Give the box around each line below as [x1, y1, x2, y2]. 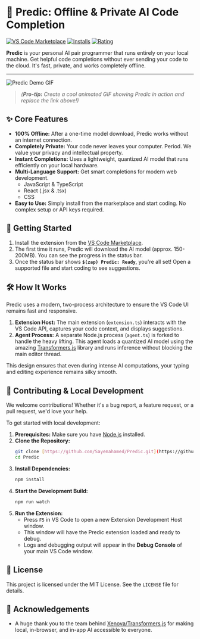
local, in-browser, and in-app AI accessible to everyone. [14, 626, 152, 634]
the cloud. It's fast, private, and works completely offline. [6, 62, 146, 69]
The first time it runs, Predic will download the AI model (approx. [14, 245, 173, 253]
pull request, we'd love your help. [6, 408, 88, 415]
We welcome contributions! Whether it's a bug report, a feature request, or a [6, 401, 194, 409]
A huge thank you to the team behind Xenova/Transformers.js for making [14, 620, 194, 627]
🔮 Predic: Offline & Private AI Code [6, 5, 179, 19]
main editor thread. [14, 351, 62, 358]
